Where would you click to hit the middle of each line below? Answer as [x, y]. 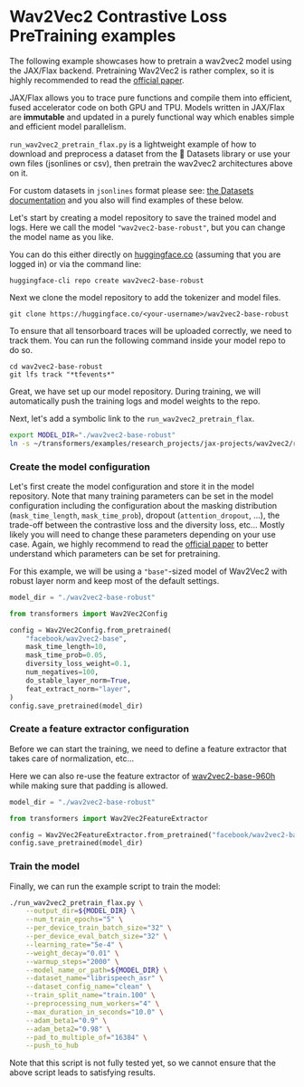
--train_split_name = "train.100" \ [90, 996]
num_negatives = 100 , [62, 672]
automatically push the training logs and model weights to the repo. [135, 401]
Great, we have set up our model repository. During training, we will [135, 391]
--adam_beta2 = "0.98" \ [68, 1029]
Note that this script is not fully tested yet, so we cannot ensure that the [142, 1063]
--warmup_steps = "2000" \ [72, 961]
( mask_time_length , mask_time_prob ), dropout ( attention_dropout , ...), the [145, 515]
